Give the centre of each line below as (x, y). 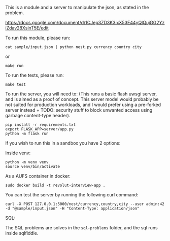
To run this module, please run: (38, 38)
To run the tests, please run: (35, 75)
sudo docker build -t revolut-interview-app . (55, 185)
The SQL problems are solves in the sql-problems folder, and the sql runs (82, 228)
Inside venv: (18, 153)
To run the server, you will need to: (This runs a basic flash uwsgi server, (81, 94)
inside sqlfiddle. (22, 233)
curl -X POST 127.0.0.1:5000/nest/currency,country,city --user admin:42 (85, 204)
